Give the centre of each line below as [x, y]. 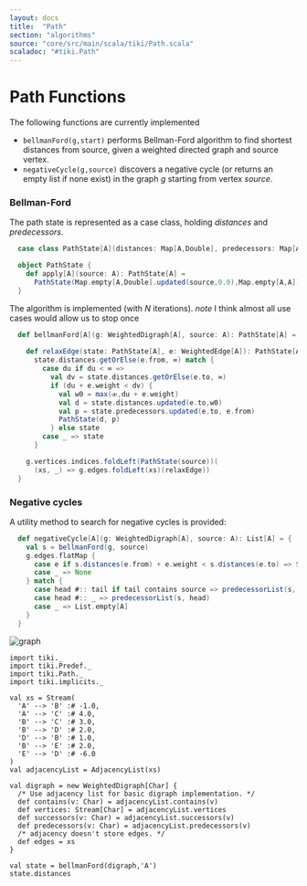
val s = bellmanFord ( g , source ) [87, 547]
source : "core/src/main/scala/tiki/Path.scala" [102, 43]
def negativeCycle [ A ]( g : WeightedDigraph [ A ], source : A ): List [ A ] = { [155, 538]
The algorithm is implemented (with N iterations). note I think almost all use [150, 308]
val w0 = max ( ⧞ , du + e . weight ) [119, 394]
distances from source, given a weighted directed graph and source [150, 150]
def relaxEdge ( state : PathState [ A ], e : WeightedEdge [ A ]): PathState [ [161, 352]
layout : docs [34, 18]
